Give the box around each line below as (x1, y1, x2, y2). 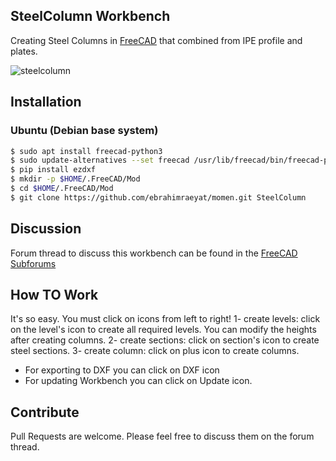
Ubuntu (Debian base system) (10, 124, 159, 138)
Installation (10, 94, 82, 111)
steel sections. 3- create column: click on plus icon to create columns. (10, 345, 300, 357)
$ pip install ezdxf (10, 165, 97, 175)
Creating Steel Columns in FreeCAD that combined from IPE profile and (10, 34, 303, 46)
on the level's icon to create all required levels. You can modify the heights (10, 324, 317, 336)
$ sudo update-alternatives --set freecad (10, 155, 190, 166)
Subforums (10, 257, 57, 269)
